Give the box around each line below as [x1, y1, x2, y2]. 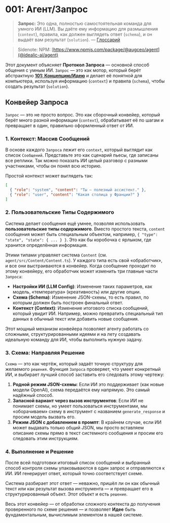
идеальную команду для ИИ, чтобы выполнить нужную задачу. [5, 336, 143, 342]
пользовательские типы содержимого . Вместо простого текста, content [5, 225, 165, 232]
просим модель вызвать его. [12, 414, 76, 420]
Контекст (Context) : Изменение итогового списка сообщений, [12, 305, 149, 311]
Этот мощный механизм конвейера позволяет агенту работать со [5, 326, 149, 332]
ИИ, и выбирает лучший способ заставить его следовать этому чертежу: [5, 371, 165, 377]
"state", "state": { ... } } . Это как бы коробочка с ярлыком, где [5, 237, 151, 243]
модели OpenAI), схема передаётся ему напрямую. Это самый [12, 387, 150, 393]
